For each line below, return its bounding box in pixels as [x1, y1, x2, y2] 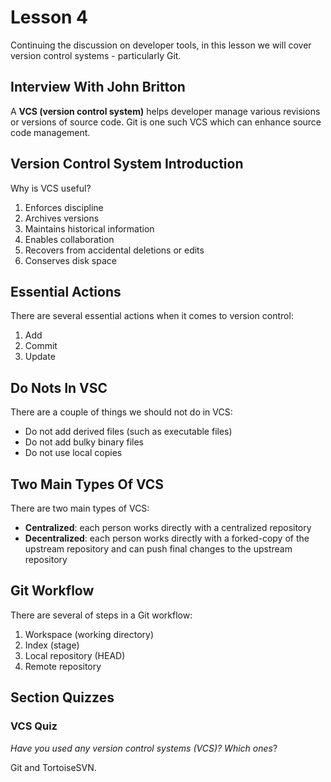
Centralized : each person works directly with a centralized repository [24, 522, 312, 533]
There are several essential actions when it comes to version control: [10, 310, 294, 322]
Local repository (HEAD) [24, 649, 126, 661]
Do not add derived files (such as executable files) [24, 426, 233, 438]
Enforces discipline [24, 201, 104, 213]
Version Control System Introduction [10, 156, 244, 173]
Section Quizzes [10, 689, 115, 706]
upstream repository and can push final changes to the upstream [24, 543, 293, 555]
